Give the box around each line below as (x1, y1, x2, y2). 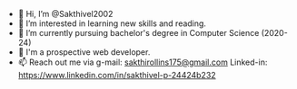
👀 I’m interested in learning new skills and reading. (17, 18, 207, 29)
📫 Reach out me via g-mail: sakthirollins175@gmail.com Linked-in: (17, 57, 268, 67)
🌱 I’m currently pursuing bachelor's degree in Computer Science (17, 28, 260, 38)
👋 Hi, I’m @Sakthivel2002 (17, 9, 114, 19)
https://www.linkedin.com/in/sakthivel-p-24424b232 (17, 70, 216, 80)
